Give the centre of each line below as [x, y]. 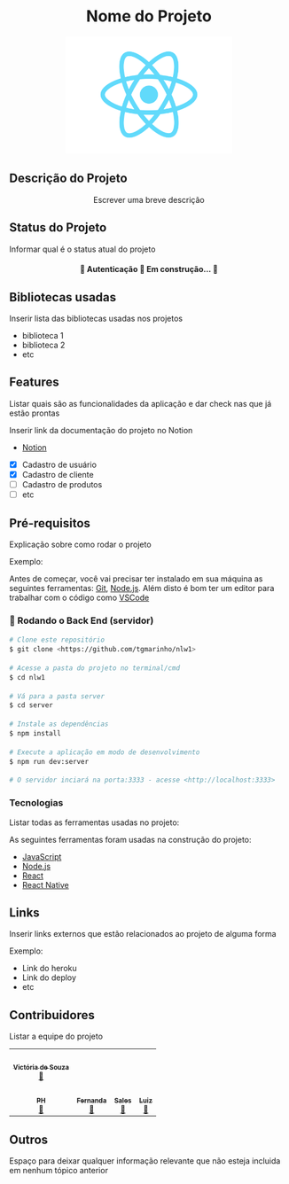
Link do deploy [49, 978]
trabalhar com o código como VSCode [79, 597]
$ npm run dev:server [49, 761]
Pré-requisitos [50, 523]
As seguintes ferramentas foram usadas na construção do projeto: [130, 839]
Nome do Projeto [149, 16]
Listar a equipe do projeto [56, 1036]
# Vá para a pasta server [57, 696]
